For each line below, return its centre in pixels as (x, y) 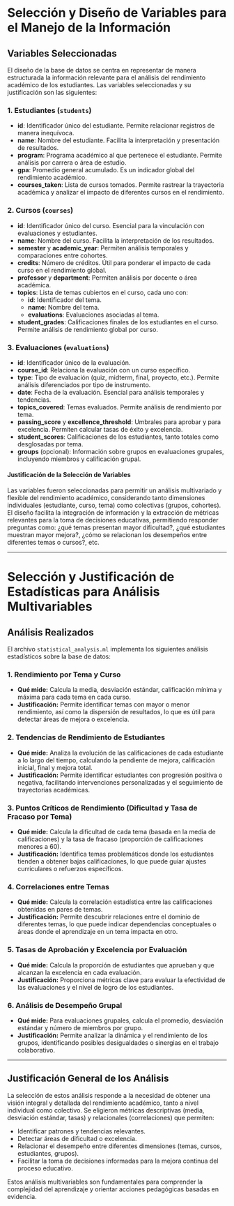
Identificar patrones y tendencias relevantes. (81, 1131)
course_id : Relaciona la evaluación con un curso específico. (104, 370)
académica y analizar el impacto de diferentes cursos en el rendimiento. (120, 193)
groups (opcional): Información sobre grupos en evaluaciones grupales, (120, 451)
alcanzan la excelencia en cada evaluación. (79, 972)
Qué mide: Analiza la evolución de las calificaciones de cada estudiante (120, 753)
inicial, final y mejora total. (55, 767)
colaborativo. (36, 1050)
